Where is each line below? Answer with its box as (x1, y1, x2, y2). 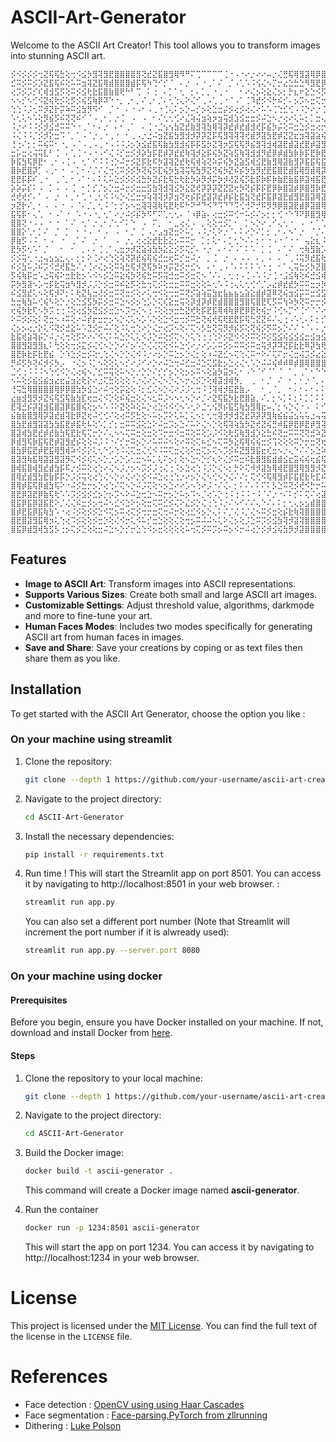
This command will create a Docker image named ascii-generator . (24, 1184, 300, 1196)
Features (10, 551, 67, 568)
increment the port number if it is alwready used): (24, 926, 230, 938)
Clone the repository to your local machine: (24, 1072, 203, 1084)
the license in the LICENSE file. (10, 1331, 133, 1342)
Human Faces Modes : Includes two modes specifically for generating (24, 620, 313, 632)
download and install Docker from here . (10, 1027, 173, 1039)
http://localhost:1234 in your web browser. (24, 1252, 200, 1264)
